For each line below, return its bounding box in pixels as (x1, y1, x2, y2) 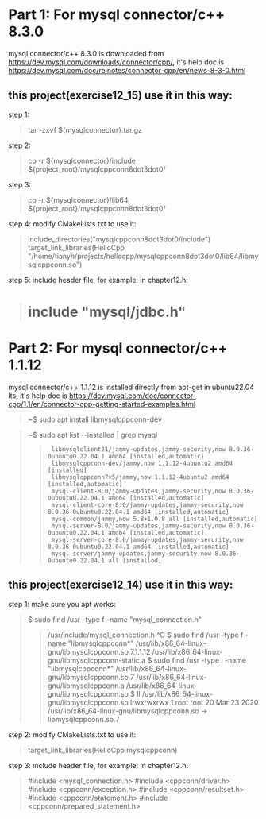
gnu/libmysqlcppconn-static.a (47, 655, 146, 665)
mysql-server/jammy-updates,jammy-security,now (51, 550, 212, 558)
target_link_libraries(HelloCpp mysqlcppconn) (27, 745, 178, 755)
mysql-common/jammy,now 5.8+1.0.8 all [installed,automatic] (51, 515, 258, 523)
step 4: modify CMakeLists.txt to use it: (8, 218, 137, 228)
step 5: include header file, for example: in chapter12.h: (8, 275, 189, 284)
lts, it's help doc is (8, 391, 67, 400)
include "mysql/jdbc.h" (27, 303, 187, 321)
